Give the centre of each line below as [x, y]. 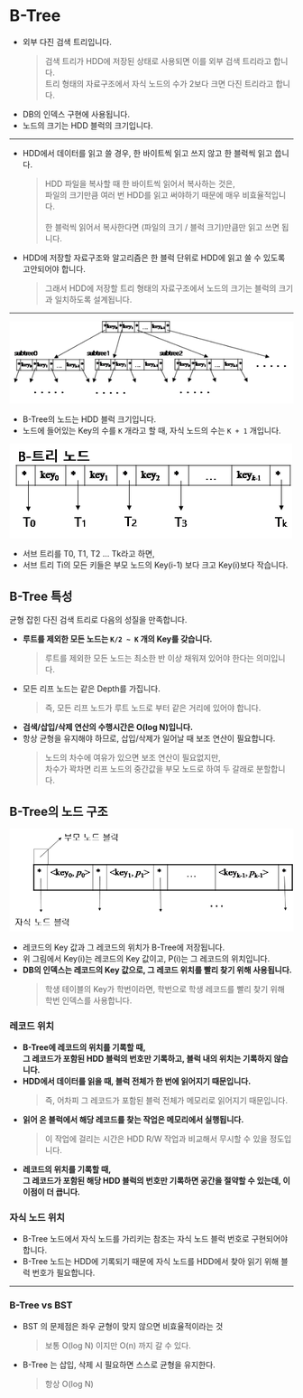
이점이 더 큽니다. [51, 1192]
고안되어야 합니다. [54, 268]
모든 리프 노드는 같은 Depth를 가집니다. [91, 689]
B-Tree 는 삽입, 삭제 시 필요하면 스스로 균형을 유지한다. [119, 1365]
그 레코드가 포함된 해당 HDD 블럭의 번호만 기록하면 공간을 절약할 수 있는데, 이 [156, 1181]
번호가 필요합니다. [64, 1273]
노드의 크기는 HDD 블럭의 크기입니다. [87, 125]
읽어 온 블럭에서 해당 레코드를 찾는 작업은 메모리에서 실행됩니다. [133, 1120]
